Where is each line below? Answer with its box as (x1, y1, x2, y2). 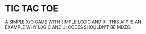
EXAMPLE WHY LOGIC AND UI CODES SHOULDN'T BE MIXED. (5, 24, 132, 30)
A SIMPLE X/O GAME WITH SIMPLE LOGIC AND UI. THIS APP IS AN (5, 19, 142, 25)
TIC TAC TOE (5, 3, 59, 14)
